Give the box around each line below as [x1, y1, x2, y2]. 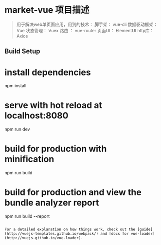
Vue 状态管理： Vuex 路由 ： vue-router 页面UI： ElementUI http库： [16, 27, 154, 33]
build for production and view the [4, 187, 142, 198]
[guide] [137, 227, 153, 232]
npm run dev [4, 126, 30, 132]
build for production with [4, 143, 107, 154]
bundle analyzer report [4, 197, 99, 208]
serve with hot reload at [4, 100, 103, 111]
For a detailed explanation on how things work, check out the [4, 227, 136, 232]
